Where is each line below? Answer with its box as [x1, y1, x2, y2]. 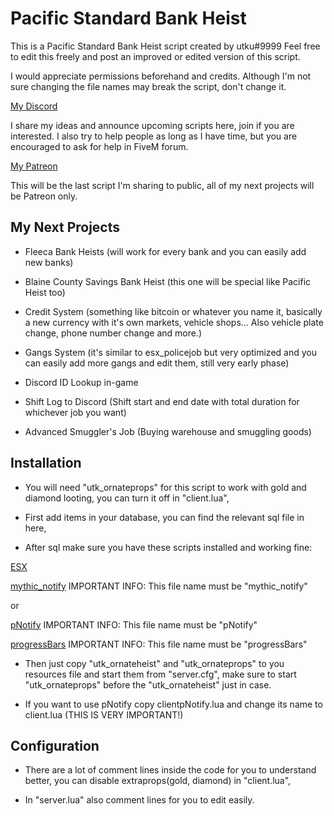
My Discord [10, 100, 58, 112]
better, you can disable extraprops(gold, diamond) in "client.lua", [24, 775, 292, 787]
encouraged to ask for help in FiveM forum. [10, 140, 189, 152]
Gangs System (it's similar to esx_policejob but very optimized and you [24, 346, 317, 358]
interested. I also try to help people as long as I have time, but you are [10, 130, 298, 142]
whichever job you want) [24, 406, 127, 418]
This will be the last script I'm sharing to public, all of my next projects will [10, 179, 315, 191]
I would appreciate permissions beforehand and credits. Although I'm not [10, 70, 312, 82]
